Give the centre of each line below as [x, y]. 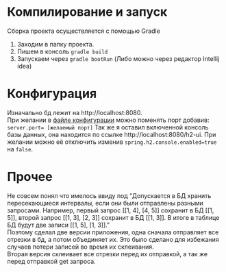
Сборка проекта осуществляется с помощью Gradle [84, 31]
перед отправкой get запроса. [51, 261]
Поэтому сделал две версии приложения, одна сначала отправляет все [113, 232]
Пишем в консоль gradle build [62, 51]
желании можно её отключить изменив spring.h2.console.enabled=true [112, 142]
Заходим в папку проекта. [55, 44]
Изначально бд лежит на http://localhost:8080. [75, 112]
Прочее [30, 177]
